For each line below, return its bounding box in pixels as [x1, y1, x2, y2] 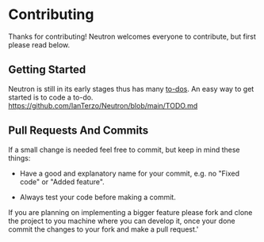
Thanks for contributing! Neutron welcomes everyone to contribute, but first [8, 32, 256, 41]
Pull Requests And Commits [8, 124, 149, 138]
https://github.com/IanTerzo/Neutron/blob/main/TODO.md [8, 100, 198, 110]
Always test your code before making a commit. [19, 192, 176, 202]
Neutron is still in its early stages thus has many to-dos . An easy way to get [8, 84, 254, 93]
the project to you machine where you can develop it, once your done [8, 216, 235, 225]
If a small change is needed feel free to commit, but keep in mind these [8, 145, 240, 154]
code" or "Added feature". [19, 176, 105, 187]
